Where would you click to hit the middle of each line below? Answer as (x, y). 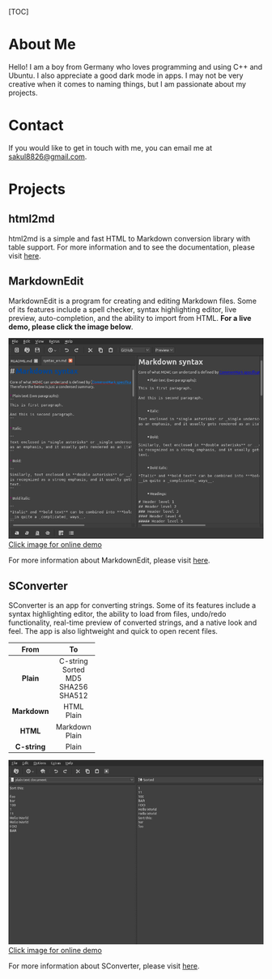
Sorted (73, 670)
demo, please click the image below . (71, 327)
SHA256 (74, 687)
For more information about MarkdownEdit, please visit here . (109, 560)
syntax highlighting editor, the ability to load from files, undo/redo (117, 614)
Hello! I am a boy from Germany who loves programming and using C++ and (136, 66)
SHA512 (74, 695)
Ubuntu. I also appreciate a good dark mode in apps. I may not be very (126, 75)
